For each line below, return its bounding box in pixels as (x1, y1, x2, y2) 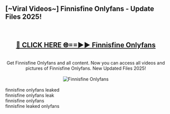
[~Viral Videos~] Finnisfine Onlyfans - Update (5, 5, 154, 13)
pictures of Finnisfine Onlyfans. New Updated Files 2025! (25, 65, 147, 71)
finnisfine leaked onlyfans (5, 103, 60, 109)
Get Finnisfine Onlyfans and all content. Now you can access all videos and (7, 60, 165, 66)
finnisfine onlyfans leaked (5, 87, 60, 93)
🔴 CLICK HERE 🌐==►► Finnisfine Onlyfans (16, 41, 156, 49)
